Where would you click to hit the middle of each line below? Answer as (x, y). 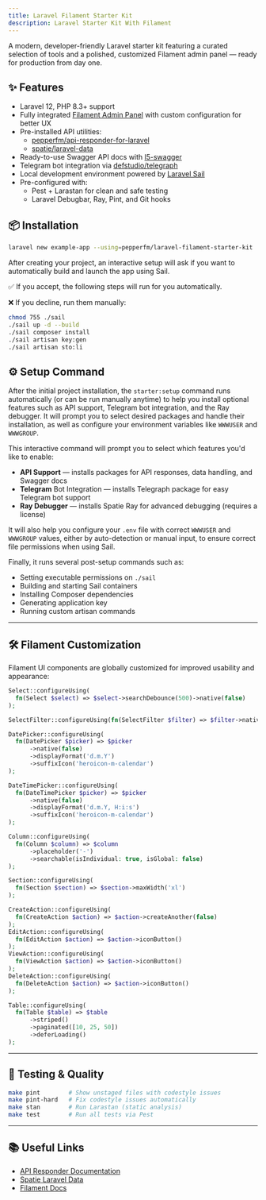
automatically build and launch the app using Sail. (89, 271)
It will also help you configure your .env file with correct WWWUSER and (120, 530)
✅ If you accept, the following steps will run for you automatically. (115, 286)
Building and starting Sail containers (78, 586)
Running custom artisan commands (78, 612)
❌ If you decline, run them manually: (67, 302)
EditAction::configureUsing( (56, 932)
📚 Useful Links (46, 1148)
